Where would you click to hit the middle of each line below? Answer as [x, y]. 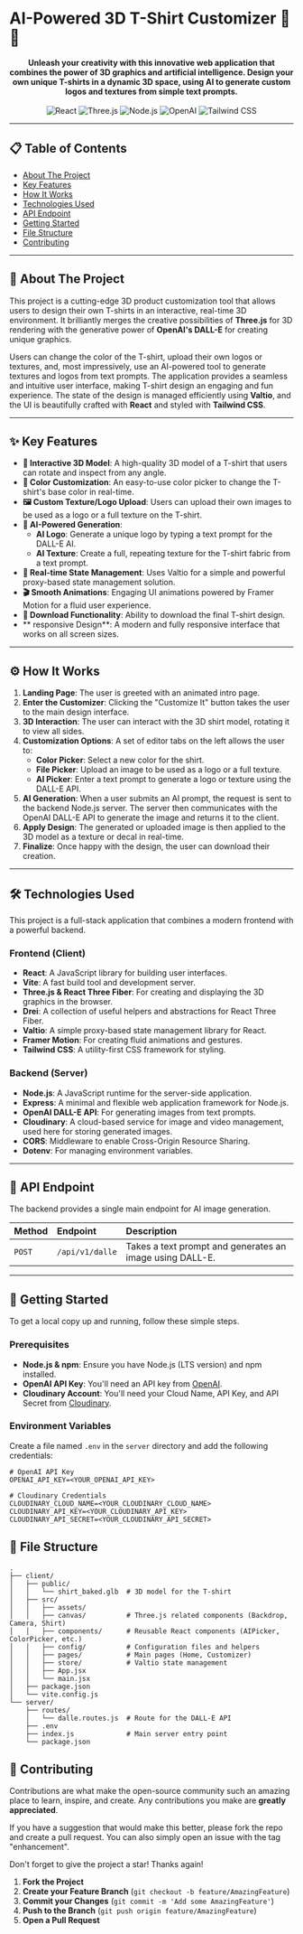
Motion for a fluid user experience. [87, 605]
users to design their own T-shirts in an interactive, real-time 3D [128, 310]
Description [151, 1231]
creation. [39, 856]
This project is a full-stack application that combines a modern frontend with [151, 920]
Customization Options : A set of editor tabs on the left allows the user [153, 741]
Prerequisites [39, 1345]
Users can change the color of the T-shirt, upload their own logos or [136, 357]
